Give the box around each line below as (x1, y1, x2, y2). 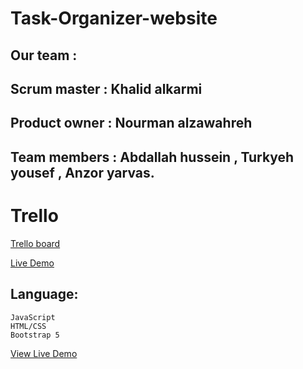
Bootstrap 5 (10, 330, 60, 340)
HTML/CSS (10, 321, 47, 331)
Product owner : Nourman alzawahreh (10, 115, 253, 132)
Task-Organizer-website (10, 7, 218, 30)
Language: (10, 286, 79, 303)
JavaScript (10, 312, 56, 322)
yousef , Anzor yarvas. (10, 164, 155, 181)
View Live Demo (10, 347, 78, 359)
